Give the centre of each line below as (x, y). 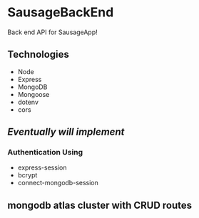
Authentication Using (45, 152)
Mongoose (34, 94)
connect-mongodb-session (58, 183)
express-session (42, 167)
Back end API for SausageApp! (52, 32)
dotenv (28, 102)
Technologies (39, 54)
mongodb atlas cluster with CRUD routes (100, 205)
